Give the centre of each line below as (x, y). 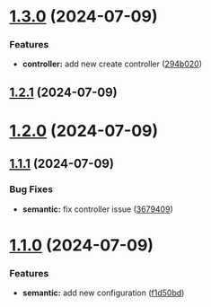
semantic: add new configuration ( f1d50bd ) (103, 293)
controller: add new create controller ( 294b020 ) (112, 64)
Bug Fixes (31, 189)
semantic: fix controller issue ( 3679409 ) (97, 209)
